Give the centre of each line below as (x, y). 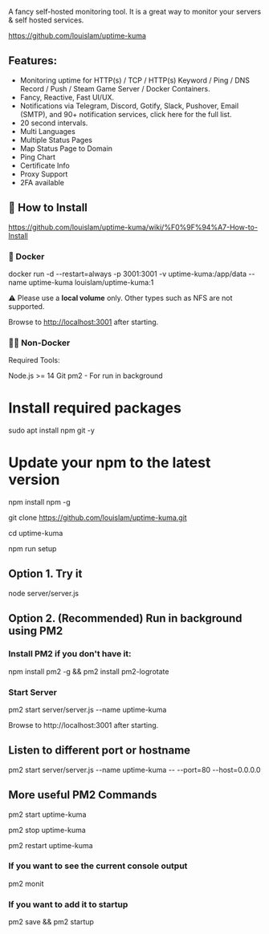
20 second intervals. (54, 123)
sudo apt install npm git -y (51, 430)
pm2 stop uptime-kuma (47, 830)
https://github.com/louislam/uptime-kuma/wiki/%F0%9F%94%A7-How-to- (133, 227)
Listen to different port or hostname (100, 751)
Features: (33, 61)
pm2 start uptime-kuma (47, 814)
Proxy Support (44, 174)
